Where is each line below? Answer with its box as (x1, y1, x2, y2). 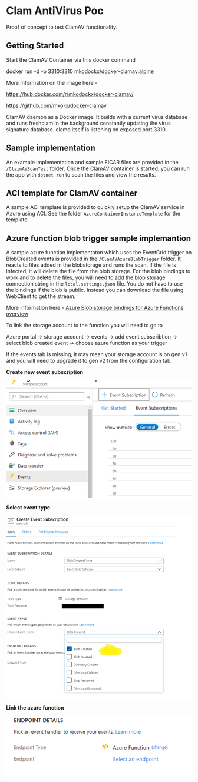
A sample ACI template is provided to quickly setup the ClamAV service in (6, 204, 185, 211)
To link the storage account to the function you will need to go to (6, 322, 163, 329)
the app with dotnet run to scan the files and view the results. (6, 171, 156, 178)
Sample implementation (6, 143, 95, 153)
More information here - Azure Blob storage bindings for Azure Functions (6, 304, 184, 312)
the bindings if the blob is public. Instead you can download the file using (6, 287, 184, 294)
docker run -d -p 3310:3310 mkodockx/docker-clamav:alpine (6, 68, 154, 75)
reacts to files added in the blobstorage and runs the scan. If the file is (6, 261, 177, 269)
